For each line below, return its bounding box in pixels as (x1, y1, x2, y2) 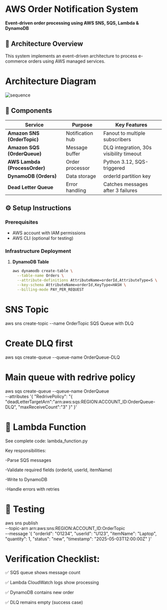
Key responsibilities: (5, 447, 46, 453)
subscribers (103, 136, 131, 143)
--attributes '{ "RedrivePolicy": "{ (5, 393, 73, 399)
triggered (103, 164, 125, 171)
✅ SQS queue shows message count (5, 570, 81, 576)
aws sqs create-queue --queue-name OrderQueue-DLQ (5, 354, 120, 360)
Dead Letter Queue (7, 184, 54, 191)
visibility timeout (103, 150, 142, 157)
